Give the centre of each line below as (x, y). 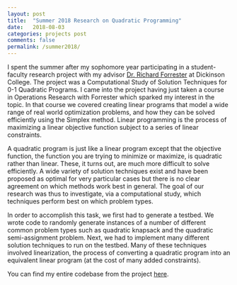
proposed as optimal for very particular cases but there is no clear (104, 179)
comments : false (31, 40)
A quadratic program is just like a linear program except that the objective (114, 149)
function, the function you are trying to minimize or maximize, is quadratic (115, 156)
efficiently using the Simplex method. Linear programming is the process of (117, 120)
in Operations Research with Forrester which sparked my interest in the (111, 97)
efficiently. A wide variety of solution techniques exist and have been (108, 171)
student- (203, 67)
